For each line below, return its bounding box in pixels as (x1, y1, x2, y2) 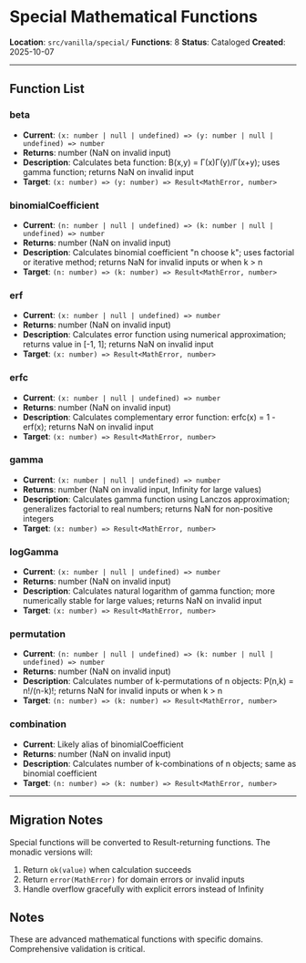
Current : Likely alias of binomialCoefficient (22, 739, 184, 750)
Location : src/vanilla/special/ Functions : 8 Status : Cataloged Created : (9, 36, 286, 47)
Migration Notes (9, 813, 103, 828)
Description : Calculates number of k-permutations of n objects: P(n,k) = (22, 676, 294, 687)
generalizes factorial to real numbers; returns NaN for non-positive (22, 503, 273, 514)
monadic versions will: (9, 846, 94, 857)
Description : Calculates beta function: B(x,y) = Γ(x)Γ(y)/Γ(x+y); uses (22, 157, 280, 168)
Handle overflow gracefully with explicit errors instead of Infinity (22, 883, 264, 895)
